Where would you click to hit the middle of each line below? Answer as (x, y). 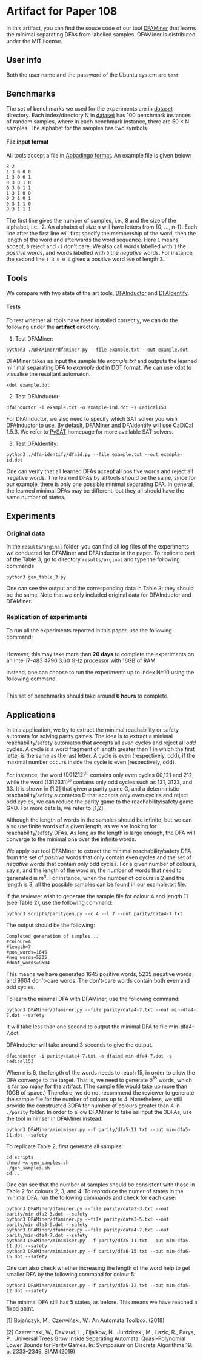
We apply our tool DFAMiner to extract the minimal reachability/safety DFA (99, 851)
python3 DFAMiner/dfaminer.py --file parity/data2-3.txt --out (88, 1209)
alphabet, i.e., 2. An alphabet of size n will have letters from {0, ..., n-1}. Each (102, 227)
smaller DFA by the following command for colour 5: (71, 1275)
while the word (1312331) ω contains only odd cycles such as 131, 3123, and (99, 781)
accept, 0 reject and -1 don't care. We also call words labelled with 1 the (96, 246)
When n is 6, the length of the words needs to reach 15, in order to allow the (101, 1072)
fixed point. (20, 1309)
